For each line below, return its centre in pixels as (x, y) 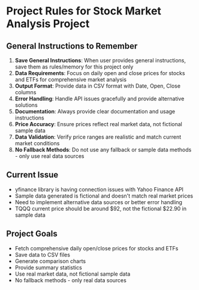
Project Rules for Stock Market (84, 11)
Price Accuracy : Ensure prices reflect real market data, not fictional (99, 124)
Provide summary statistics (48, 267)
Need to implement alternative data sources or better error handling (99, 202)
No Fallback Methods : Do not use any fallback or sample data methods (103, 150)
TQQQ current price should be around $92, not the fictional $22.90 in (101, 208)
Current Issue (32, 175)
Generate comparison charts (50, 261)
